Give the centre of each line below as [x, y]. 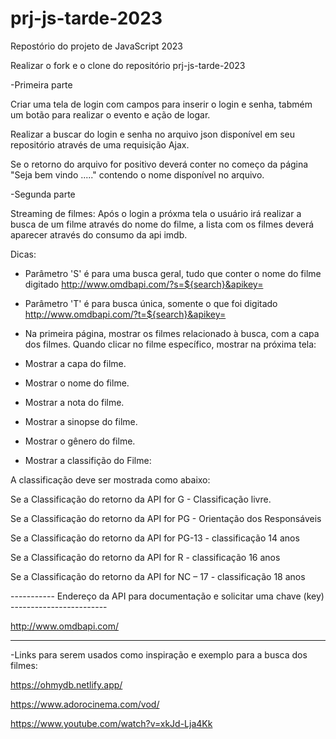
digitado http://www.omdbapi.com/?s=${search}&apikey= [144, 284]
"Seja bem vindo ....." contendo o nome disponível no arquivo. [137, 174]
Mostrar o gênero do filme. [80, 441]
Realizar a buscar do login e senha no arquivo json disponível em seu [152, 134]
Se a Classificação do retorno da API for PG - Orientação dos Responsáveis [166, 518]
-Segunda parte [43, 194]
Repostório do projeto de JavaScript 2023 [96, 46]
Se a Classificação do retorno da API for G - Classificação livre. [141, 499]
